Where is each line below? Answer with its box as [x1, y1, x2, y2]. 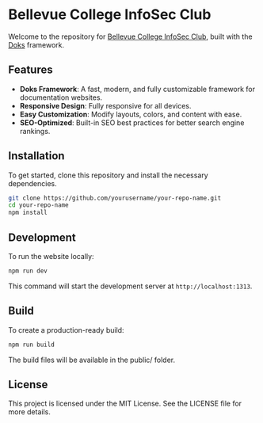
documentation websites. [19, 93, 103, 102]
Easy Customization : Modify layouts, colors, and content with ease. [19, 109, 242, 119]
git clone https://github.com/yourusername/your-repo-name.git [8, 194, 222, 202]
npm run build [8, 341, 55, 349]
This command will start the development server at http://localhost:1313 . [8, 281, 253, 291]
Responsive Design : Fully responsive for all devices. [19, 101, 192, 110]
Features [8, 63, 53, 77]
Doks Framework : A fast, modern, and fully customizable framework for [19, 84, 256, 93]
